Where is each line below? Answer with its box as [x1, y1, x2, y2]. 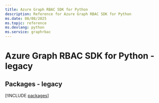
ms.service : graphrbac [5, 29, 51, 34]
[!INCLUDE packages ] [5, 93, 49, 98]
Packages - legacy [5, 80, 62, 88]
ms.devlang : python [5, 25, 45, 30]
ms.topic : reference [5, 20, 47, 26]
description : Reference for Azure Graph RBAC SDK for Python [5, 12, 132, 16]
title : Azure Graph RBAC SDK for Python [5, 7, 88, 12]
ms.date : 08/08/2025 [5, 16, 47, 21]
